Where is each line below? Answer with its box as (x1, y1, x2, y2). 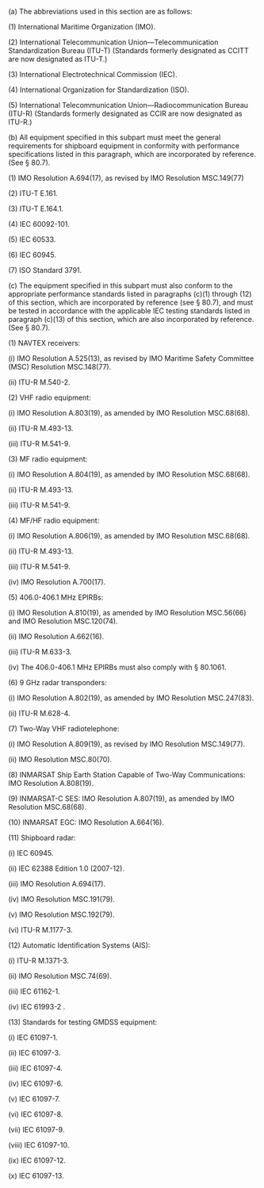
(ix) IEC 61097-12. (8, 1155, 66, 1165)
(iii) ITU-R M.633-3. (8, 647, 72, 657)
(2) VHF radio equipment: (8, 393, 91, 402)
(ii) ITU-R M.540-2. (8, 377, 71, 387)
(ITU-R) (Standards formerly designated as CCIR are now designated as (8, 109, 243, 118)
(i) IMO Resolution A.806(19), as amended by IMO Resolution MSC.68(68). (8, 531, 251, 540)
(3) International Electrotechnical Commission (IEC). (8, 70, 178, 79)
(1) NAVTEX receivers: (8, 339, 81, 347)
